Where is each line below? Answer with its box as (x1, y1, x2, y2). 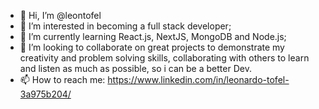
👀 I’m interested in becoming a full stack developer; (19, 20, 232, 32)
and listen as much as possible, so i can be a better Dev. (19, 63, 252, 74)
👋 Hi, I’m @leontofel (19, 10, 102, 21)
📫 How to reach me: (19, 74, 106, 85)
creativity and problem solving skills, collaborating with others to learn (19, 52, 310, 64)
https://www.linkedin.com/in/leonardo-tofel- (107, 74, 290, 85)
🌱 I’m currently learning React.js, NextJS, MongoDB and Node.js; (19, 31, 287, 42)
